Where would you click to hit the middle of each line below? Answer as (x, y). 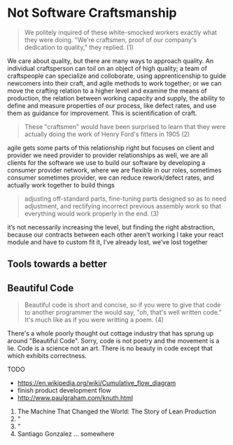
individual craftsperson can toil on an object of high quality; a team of (107, 68)
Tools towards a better (57, 264)
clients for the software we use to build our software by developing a (106, 162)
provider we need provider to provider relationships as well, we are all (108, 155)
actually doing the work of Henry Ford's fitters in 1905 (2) (107, 134)
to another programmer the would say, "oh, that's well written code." (123, 312)
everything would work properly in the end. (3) (92, 213)
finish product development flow (64, 390)
